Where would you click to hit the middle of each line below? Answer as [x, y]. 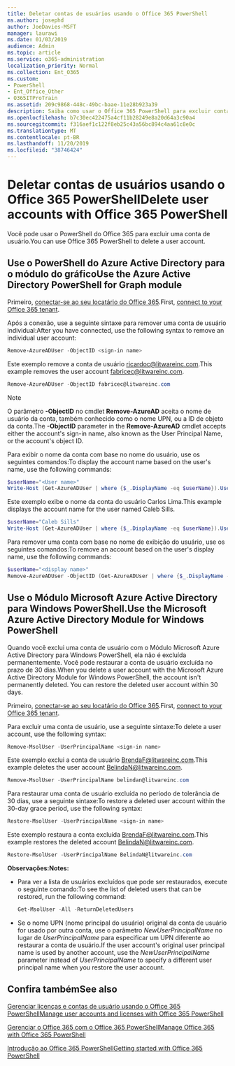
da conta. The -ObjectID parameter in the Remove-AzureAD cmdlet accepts [116, 426]
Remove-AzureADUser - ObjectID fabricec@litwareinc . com [89, 384]
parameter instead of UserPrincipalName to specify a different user [114, 960]
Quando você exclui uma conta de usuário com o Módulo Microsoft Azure [114, 647]
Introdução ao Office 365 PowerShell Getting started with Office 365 [105, 1048]
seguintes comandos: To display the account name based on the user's [109, 461]
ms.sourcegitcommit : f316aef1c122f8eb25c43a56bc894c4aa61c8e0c [101, 124]
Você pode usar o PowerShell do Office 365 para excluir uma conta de [109, 233]
